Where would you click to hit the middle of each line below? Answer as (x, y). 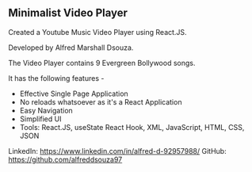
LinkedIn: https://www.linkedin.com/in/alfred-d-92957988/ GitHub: (118, 151)
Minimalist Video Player (68, 13)
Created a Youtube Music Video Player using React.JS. (98, 32)
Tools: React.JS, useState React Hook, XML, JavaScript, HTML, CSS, (132, 127)
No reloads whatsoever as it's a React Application (101, 101)
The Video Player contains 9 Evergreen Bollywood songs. (102, 63)
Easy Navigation (46, 110)
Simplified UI (40, 119)
